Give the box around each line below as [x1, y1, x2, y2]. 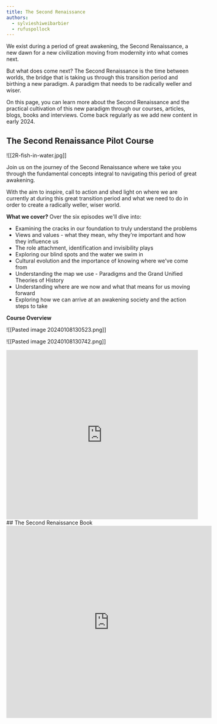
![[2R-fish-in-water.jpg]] [6, 152, 67, 159]
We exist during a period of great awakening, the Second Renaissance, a [6, 43, 188, 50]
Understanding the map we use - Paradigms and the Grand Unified [15, 270, 183, 278]
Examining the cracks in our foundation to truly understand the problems [15, 225, 198, 232]
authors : [6, 15, 29, 21]
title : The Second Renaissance [6, 9, 86, 15]
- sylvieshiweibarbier [12, 20, 69, 26]
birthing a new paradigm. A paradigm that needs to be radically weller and [6, 80, 192, 88]
